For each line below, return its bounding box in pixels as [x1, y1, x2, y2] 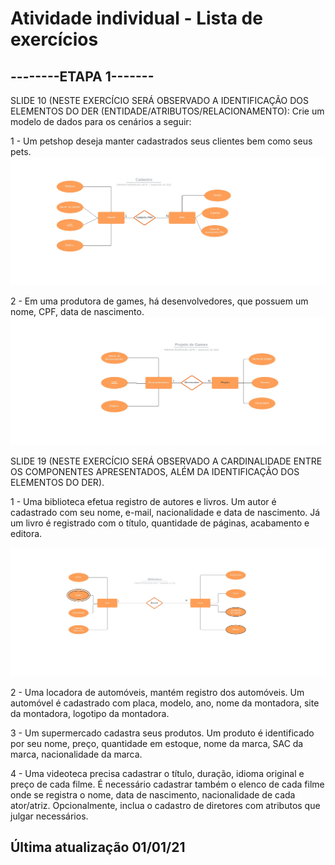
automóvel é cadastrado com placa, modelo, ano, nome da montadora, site [10, 697, 320, 709]
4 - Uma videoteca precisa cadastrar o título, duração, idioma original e [10, 767, 305, 779]
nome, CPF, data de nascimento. [10, 306, 145, 318]
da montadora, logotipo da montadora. [10, 707, 170, 719]
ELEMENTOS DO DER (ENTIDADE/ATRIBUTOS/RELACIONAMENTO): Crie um [10, 105, 325, 117]
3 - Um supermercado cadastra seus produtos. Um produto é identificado [10, 727, 315, 739]
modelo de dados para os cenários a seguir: [10, 116, 192, 127]
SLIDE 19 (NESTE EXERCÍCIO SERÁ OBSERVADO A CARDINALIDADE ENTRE [10, 455, 323, 467]
